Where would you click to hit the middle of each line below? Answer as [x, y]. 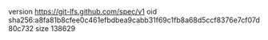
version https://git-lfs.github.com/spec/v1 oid [83, 12]
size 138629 [56, 28]
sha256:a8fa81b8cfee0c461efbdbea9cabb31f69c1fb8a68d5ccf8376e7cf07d [134, 20]
